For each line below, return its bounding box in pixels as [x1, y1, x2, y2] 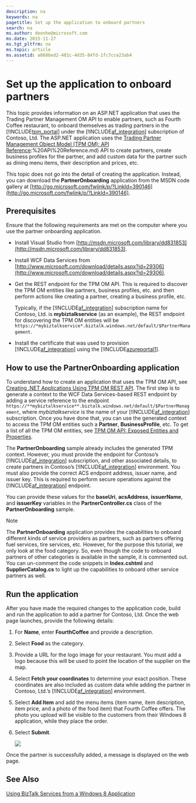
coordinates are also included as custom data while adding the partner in [14, 681, 191, 688]
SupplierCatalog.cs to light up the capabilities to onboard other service [6, 566, 179, 573]
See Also [6, 774, 39, 784]
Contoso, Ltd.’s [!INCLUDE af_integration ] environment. [14, 688, 146, 695]
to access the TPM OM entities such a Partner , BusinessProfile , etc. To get [6, 421, 188, 428]
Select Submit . [14, 729, 51, 736]
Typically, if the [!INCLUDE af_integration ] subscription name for [14, 304, 168, 311]
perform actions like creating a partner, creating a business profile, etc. [14, 293, 186, 300]
